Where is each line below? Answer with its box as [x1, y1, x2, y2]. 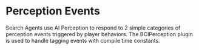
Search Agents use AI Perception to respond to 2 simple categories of [5, 24, 181, 31]
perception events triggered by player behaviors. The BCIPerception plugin [5, 30, 194, 37]
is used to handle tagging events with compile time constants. [5, 37, 160, 44]
